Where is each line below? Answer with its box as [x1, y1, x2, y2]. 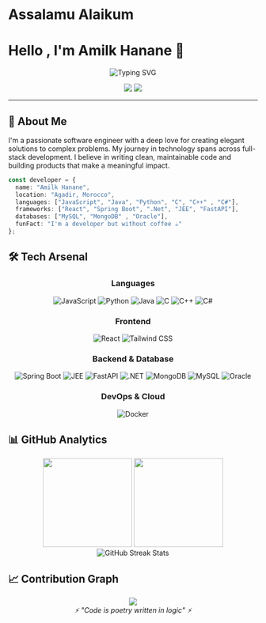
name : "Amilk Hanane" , [15, 183, 90, 191]
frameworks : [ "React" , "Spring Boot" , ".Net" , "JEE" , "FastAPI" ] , [15, 206, 239, 213]
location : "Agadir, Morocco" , [15, 191, 115, 198]
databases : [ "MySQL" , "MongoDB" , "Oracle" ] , [15, 213, 169, 221]
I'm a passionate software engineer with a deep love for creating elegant [8, 135, 245, 145]
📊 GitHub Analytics [8, 432, 108, 446]
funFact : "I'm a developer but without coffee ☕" [15, 220, 182, 228]
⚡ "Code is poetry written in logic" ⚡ [74, 606, 192, 615]
